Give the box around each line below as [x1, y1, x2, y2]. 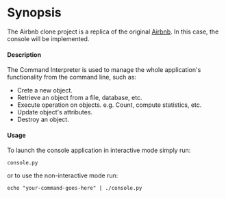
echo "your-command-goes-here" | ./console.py [7, 185, 142, 192]
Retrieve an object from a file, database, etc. [16, 94, 142, 102]
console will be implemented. [7, 34, 90, 42]
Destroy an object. [16, 115, 70, 124]
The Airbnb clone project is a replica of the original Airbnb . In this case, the [7, 27, 219, 36]
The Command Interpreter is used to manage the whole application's [7, 66, 201, 74]
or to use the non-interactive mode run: [7, 171, 118, 180]
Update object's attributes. [16, 108, 93, 116]
